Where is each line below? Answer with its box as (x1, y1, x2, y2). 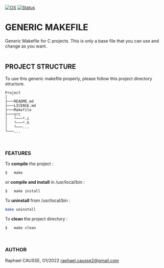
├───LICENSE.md (5, 103, 36, 108)
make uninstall (5, 207, 36, 212)
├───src (5, 112, 21, 117)
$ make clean (5, 225, 36, 230)
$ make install (5, 189, 41, 194)
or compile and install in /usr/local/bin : (5, 179, 85, 185)
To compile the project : (5, 161, 54, 167)
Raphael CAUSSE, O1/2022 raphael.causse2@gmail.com (5, 257, 119, 263)
